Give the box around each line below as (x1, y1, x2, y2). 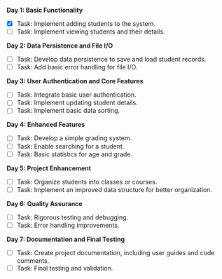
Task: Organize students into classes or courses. (16, 177, 158, 186)
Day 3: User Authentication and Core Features (6, 77, 144, 86)
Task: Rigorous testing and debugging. (16, 213, 129, 222)
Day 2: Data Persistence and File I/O (6, 41, 113, 50)
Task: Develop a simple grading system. (16, 134, 132, 142)
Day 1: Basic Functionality (6, 6, 83, 14)
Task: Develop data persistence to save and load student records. (16, 55, 207, 64)
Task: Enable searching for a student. (16, 142, 125, 150)
